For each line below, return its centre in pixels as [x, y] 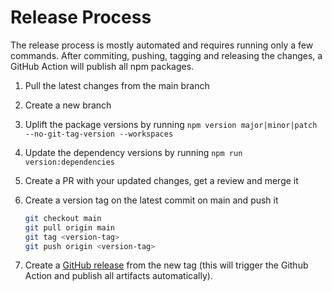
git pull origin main [69, 227]
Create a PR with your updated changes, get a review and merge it [161, 180]
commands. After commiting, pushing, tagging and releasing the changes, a [166, 55]
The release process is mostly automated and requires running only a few [162, 45]
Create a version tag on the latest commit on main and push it [151, 200]
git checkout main [63, 218]
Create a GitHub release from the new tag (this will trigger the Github [166, 265]
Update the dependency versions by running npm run [133, 152]
